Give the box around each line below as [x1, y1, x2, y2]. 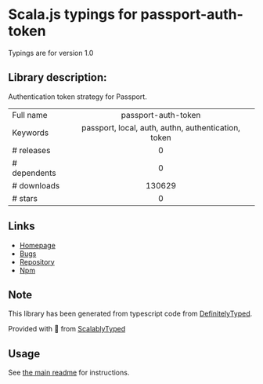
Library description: [8, 71, 107, 84]
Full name [12, 109, 49, 120]
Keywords [12, 127, 49, 138]
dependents [12, 167, 56, 178]
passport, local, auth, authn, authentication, [81, 122, 241, 133]
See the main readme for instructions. [8, 368, 130, 378]
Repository [19, 257, 55, 266]
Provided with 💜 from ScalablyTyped [8, 324, 126, 334]
